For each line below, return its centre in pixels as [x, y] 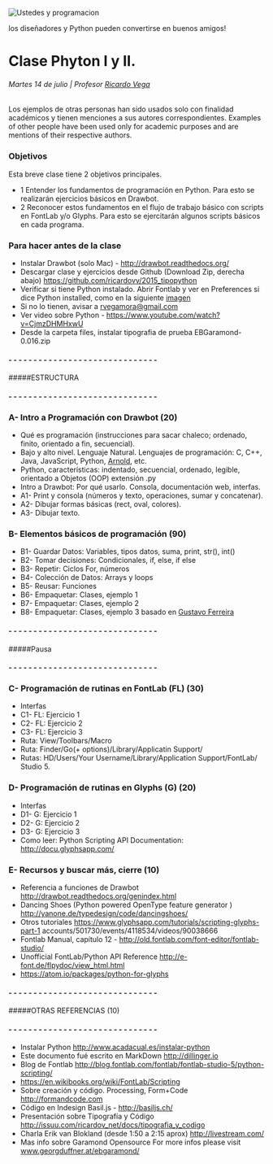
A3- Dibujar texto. [50, 513]
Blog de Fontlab [46, 1065]
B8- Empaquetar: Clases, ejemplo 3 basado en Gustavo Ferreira [127, 612]
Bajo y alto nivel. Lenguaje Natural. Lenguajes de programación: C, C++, [141, 452]
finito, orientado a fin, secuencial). [78, 444]
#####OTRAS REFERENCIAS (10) [64, 1011]
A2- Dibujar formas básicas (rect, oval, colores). [100, 504]
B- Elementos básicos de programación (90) [97, 534]
